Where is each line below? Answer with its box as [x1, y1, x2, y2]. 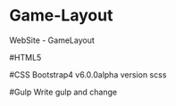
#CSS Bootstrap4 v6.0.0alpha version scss [9, 69, 167, 80]
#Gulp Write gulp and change [9, 86, 118, 97]
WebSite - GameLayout [9, 35, 96, 45]
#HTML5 [9, 52, 42, 62]
